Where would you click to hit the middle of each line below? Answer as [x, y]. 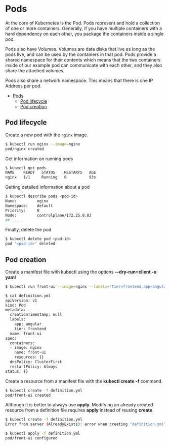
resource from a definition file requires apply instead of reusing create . [79, 410]
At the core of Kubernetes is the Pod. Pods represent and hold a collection [83, 23]
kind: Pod [16, 305]
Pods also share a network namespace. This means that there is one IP [79, 80]
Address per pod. [24, 86]
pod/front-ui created [28, 395]
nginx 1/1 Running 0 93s [51, 177]
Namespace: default [29, 206]
